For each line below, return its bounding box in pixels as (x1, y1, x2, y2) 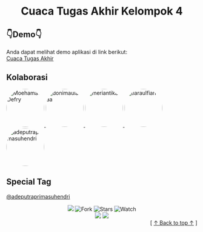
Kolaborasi (6, 72, 48, 83)
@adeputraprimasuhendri (6, 193, 70, 200)
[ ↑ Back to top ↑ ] (150, 219, 198, 226)
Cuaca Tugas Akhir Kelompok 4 (21, 4, 183, 18)
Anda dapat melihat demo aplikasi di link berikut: (6, 49, 128, 55)
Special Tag (6, 177, 52, 187)
